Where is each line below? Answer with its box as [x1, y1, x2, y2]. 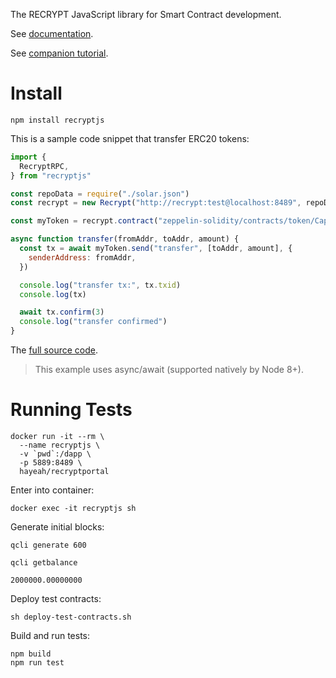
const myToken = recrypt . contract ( [10, 216, 159, 226]
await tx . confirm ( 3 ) [19, 307, 105, 318]
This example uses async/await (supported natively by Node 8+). [34, 364, 305, 376]
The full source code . [10, 344, 98, 356]
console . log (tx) [19, 289, 87, 299]
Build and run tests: [10, 630, 90, 641]
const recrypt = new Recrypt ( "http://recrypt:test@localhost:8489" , [10, 198, 302, 208]
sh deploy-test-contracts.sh [10, 612, 132, 622]
